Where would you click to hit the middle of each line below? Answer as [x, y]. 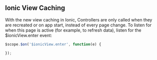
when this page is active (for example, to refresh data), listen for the [73, 30]
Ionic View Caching [35, 8]
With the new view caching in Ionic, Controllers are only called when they [79, 20]
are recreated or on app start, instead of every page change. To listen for [78, 25]
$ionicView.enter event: [29, 35]
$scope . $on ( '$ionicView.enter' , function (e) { [53, 44]
